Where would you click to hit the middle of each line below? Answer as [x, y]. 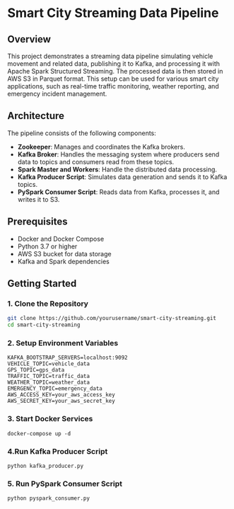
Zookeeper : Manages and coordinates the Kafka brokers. [101, 147]
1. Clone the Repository [48, 304]
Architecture [36, 116]
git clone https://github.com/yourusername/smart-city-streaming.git [112, 319]
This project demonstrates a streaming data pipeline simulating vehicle [110, 56]
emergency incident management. [57, 94]
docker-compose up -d [39, 433]
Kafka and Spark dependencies [63, 261]
